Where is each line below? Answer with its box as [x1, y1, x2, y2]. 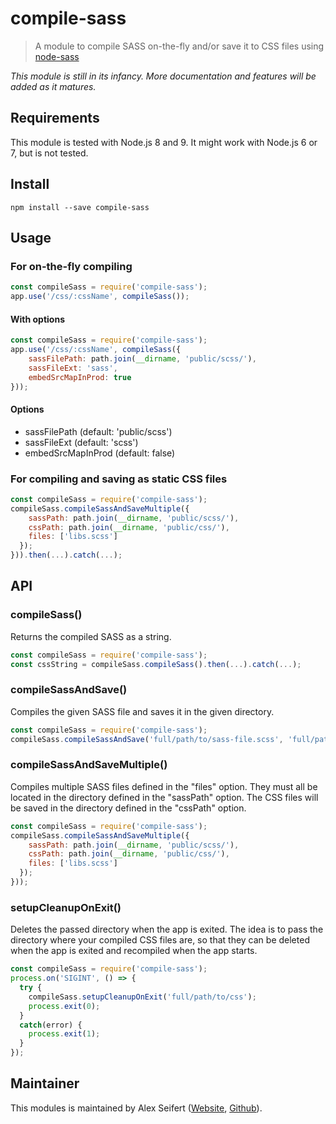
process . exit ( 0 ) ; [28, 1001, 101, 1011]
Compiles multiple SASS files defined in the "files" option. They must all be [10, 780, 318, 792]
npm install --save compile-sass [10, 202, 150, 212]
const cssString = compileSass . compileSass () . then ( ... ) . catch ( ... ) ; [10, 659, 302, 669]
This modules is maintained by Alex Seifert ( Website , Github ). [10, 1102, 263, 1114]
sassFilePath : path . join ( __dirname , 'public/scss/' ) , [28, 353, 257, 364]
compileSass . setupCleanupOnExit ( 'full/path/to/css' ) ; [28, 992, 257, 1002]
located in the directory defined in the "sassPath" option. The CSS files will [10, 791, 319, 803]
